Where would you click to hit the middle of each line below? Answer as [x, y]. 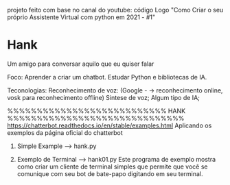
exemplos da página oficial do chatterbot [65, 132]
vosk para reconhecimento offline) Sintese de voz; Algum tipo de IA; [104, 97]
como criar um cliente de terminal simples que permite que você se [112, 166]
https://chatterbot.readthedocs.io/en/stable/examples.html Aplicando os [110, 125]
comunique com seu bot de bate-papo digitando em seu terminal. [110, 173]
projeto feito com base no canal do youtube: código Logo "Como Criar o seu [115, 10]
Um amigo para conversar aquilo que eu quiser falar [81, 64]
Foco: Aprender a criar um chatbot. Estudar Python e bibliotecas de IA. [107, 77]
